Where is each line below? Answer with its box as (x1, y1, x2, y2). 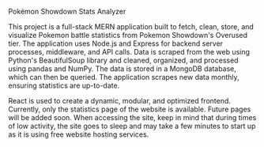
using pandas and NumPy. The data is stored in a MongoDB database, (8, 64, 237, 73)
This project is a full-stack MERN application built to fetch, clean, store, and (8, 22, 255, 31)
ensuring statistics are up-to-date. (8, 81, 120, 90)
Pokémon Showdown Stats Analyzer (8, 7, 126, 16)
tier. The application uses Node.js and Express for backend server (8, 39, 224, 48)
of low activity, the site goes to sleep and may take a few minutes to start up (8, 122, 256, 130)
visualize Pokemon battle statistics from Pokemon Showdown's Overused (8, 31, 247, 40)
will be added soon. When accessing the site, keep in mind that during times (8, 113, 257, 122)
